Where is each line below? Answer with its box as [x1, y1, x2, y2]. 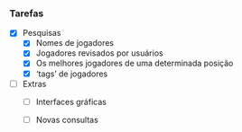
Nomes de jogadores [35, 38, 115, 48]
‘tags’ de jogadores [35, 68, 108, 79]
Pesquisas [22, 28, 61, 39]
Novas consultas [35, 114, 99, 125]
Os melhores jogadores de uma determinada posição [35, 57, 234, 69]
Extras [22, 78, 47, 89]
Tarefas [9, 7, 44, 20]
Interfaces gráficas [35, 96, 107, 107]
